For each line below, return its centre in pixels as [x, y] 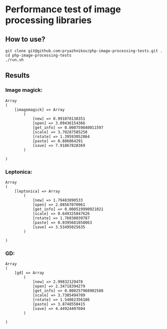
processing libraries [48, 20]
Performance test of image [63, 9]
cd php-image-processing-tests [38, 55]
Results [18, 75]
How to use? [25, 39]
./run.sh [15, 60]
